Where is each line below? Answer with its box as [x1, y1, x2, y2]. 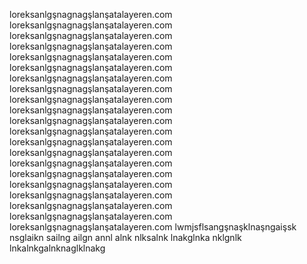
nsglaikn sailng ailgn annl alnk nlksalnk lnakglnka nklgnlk [9, 232, 242, 243]
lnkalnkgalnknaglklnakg [9, 242, 106, 254]
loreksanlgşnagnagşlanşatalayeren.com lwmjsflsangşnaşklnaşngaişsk [9, 221, 297, 233]
